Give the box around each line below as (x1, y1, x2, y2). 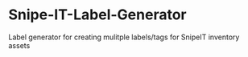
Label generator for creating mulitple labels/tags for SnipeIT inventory (8, 32, 240, 42)
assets (8, 40, 31, 50)
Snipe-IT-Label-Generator (8, 6, 187, 24)
